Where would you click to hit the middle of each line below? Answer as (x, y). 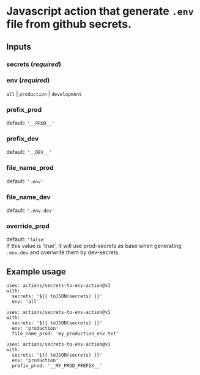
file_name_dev (28, 197)
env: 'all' (26, 302)
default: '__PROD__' (31, 123)
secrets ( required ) (34, 64)
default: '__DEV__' (29, 152)
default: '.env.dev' (31, 210)
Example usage (36, 271)
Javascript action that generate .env (100, 11)
